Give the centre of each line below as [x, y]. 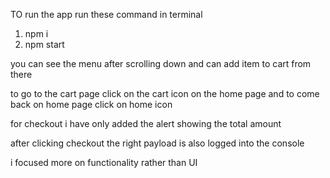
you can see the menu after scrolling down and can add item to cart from [161, 63]
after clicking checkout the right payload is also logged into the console [157, 143]
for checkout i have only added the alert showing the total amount [146, 123]
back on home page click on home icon [91, 104]
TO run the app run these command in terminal [106, 14]
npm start [44, 44]
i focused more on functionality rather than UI [104, 162]
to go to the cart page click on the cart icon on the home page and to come [165, 93]
